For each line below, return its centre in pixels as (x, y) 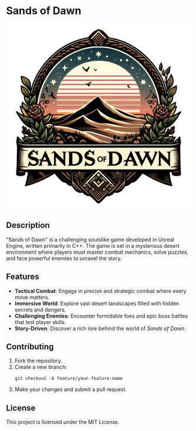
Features (23, 277)
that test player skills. (40, 322)
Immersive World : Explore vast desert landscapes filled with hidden (97, 303)
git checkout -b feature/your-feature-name (69, 379)
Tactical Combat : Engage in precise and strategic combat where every (100, 291)
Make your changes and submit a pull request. (71, 389)
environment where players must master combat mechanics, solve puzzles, (97, 252)
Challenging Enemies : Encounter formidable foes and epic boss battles (101, 316)
